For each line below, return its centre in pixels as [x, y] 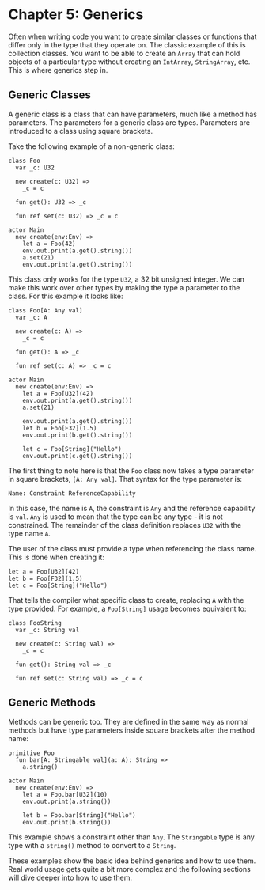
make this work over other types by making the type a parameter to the [124, 287]
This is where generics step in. [58, 70]
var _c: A [31, 317]
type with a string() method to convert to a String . [92, 845]
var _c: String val [47, 630]
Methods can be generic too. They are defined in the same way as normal [129, 721]
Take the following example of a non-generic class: [92, 146]
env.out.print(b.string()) [67, 822]
